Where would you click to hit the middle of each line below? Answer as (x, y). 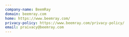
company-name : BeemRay (28, 9)
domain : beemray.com (26, 14)
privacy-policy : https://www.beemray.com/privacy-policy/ (65, 23)
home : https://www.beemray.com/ (38, 18)
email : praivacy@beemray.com (34, 27)
